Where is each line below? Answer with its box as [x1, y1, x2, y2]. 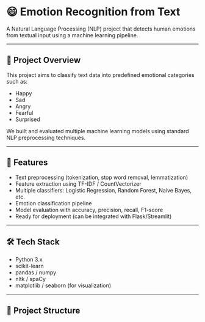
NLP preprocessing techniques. [6, 134, 86, 141]
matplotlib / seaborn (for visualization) [15, 282, 112, 289]
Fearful [15, 109, 34, 116]
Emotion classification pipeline [15, 199, 92, 207]
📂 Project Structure [6, 305, 81, 316]
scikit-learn [15, 262, 44, 270]
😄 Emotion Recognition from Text [6, 5, 181, 19]
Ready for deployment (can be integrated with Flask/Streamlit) [15, 213, 172, 220]
